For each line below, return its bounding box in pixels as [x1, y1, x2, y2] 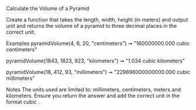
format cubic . [6, 98, 40, 105]
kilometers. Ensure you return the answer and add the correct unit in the [6, 93, 180, 99]
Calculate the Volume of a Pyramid [6, 5, 90, 12]
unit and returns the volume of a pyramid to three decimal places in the [6, 23, 177, 29]
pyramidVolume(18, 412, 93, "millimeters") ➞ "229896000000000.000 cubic [6, 69, 191, 75]
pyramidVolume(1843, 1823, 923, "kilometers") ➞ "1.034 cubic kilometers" [6, 58, 185, 64]
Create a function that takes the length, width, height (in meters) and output [6, 16, 188, 23]
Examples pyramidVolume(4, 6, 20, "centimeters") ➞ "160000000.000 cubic [6, 40, 190, 47]
